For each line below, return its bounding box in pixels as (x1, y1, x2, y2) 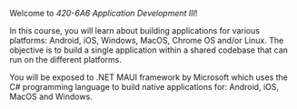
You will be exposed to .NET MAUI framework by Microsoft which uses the (9, 72, 288, 83)
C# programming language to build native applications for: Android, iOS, (9, 82, 280, 92)
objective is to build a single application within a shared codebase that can (9, 45, 289, 55)
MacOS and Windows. (9, 91, 93, 102)
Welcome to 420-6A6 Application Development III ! (9, 8, 198, 18)
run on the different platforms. (9, 54, 123, 64)
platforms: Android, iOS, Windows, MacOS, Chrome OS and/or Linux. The (9, 35, 284, 45)
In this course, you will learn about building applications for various (9, 25, 261, 35)
